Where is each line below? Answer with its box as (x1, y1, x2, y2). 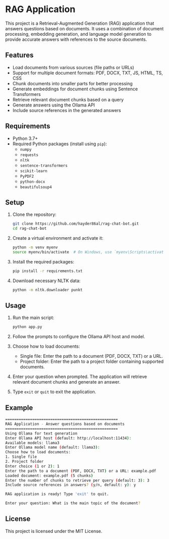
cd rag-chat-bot (12, 226, 47, 231)
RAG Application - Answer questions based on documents (5, 421, 125, 426)
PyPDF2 (20, 174, 34, 179)
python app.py (12, 325, 42, 330)
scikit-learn (20, 168, 48, 174)
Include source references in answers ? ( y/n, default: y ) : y (5, 482, 136, 488)
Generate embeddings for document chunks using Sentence (12, 86, 138, 92)
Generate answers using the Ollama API (12, 102, 95, 108)
